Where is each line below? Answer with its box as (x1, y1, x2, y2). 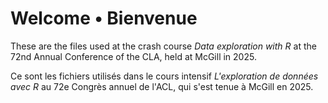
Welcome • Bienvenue (10, 7, 198, 30)
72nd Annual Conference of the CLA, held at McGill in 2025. (10, 50, 257, 62)
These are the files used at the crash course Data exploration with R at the (10, 40, 317, 52)
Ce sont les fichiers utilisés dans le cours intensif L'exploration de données (10, 70, 319, 82)
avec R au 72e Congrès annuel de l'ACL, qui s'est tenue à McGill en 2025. (10, 80, 314, 92)
